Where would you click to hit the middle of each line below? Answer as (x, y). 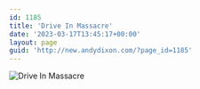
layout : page (33, 42)
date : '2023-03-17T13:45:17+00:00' (75, 34)
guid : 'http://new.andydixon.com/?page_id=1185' (101, 51)
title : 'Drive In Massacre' (61, 26)
